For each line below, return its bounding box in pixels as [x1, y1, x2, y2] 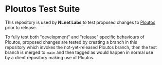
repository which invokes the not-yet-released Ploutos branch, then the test [5, 44, 157, 50]
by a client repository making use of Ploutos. [5, 54, 95, 60]
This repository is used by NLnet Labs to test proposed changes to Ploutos [5, 19, 156, 25]
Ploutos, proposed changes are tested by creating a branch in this [5, 39, 138, 45]
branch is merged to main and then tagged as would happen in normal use [5, 49, 153, 55]
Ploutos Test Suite [5, 3, 80, 15]
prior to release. [5, 24, 37, 30]
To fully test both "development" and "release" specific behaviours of [5, 34, 144, 40]
